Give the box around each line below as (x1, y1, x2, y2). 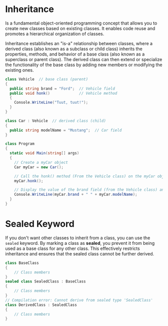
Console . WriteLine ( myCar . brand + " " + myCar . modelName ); (14, 192, 137, 197)
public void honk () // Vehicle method (9, 91, 117, 96)
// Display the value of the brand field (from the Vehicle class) (14, 187, 157, 192)
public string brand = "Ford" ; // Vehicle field (9, 86, 115, 91)
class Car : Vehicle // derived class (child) (5, 118, 106, 123)
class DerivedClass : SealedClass (5, 302, 77, 307)
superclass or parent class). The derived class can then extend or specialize (5, 56, 162, 62)
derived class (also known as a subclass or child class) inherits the (5, 46, 142, 52)
